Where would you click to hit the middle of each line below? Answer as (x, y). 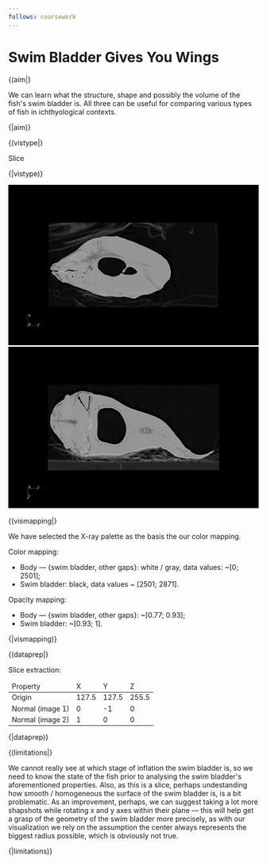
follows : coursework (43, 17)
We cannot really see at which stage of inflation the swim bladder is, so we (131, 768)
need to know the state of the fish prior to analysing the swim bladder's (125, 776)
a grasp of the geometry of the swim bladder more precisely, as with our (127, 819)
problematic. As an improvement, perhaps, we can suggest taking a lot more (133, 802)
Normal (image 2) (41, 719)
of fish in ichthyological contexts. (62, 112)
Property (26, 686)
